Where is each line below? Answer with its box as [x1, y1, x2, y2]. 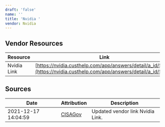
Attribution [60, 99, 87, 106]
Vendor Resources [5, 39, 63, 47]
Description [110, 99, 139, 106]
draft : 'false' [5, 7, 36, 12]
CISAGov [60, 111, 82, 118]
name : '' [5, 12, 23, 17]
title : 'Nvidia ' [5, 16, 41, 21]
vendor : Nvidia [5, 21, 36, 26]
